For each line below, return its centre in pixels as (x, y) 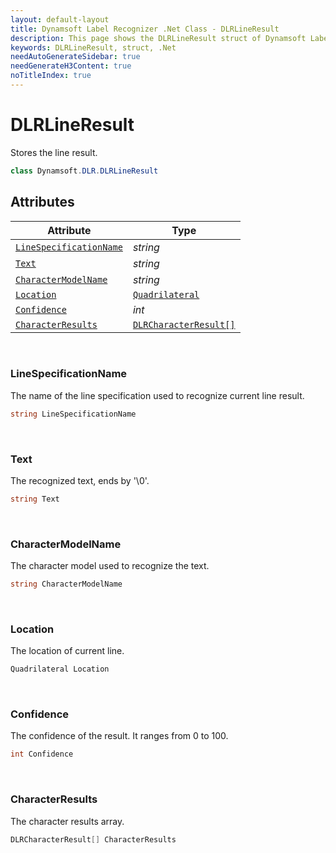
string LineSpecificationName (73, 414)
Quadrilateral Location (60, 669)
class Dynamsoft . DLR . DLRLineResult (84, 171)
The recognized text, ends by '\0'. (80, 480)
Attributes (42, 202)
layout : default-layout (60, 19)
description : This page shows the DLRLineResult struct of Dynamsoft (158, 38)
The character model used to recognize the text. (110, 566)
